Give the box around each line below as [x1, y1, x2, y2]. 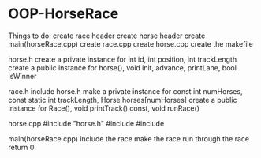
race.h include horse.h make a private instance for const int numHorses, [8, 86, 243, 96]
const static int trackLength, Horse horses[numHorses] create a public [8, 95, 237, 104]
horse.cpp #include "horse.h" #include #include [8, 118, 165, 128]
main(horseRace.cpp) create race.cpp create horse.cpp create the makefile [8, 39, 254, 48]
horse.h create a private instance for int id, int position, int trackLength [8, 55, 237, 64]
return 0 [8, 142, 35, 152]
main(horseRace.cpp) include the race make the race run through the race [8, 134, 250, 143]
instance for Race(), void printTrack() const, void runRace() [8, 103, 199, 113]
